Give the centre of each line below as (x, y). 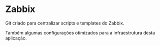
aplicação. (16, 38)
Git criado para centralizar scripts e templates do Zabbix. (65, 23)
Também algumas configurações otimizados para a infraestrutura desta (80, 32)
